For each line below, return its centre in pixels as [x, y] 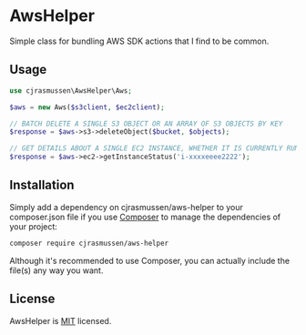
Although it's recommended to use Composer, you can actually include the [149, 260]
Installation [42, 185]
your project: [33, 226]
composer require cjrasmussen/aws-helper [89, 243]
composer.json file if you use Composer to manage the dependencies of [145, 217]
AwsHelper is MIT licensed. [61, 320]
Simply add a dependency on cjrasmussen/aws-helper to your [127, 207]
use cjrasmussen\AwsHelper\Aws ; [71, 91]
